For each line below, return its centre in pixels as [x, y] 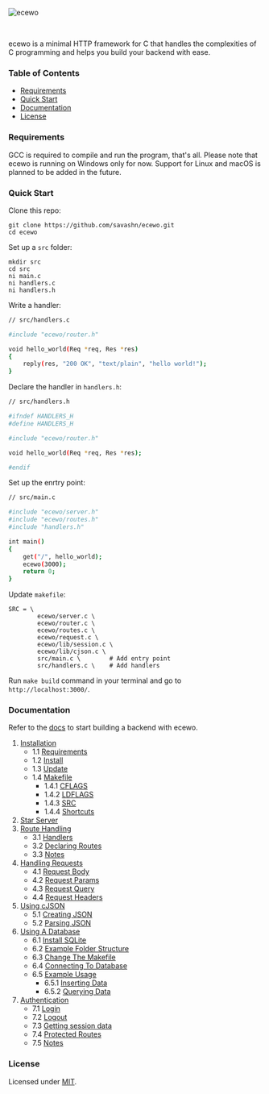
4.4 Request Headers [67, 897]
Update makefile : [37, 595]
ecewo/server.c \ [66, 617]
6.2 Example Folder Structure [81, 949]
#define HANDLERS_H [41, 423]
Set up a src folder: [40, 247]
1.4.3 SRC [60, 803]
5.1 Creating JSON [62, 914]
